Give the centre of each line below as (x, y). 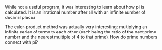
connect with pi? (22, 42)
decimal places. (21, 17)
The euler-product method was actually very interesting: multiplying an (76, 27)
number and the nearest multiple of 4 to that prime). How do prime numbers (81, 37)
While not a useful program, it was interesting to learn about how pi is (75, 7)
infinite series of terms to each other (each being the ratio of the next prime (81, 32)
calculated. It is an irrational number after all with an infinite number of (75, 12)
